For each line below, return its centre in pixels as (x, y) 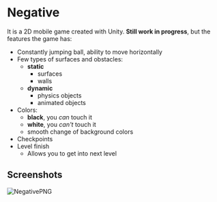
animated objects (62, 102)
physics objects (59, 95)
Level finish (33, 146)
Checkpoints (35, 139)
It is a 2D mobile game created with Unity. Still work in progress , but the (109, 31)
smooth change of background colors (80, 132)
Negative (33, 13)
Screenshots (35, 175)
